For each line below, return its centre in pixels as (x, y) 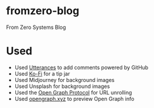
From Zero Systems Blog (36, 27)
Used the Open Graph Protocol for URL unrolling (73, 92)
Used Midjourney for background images (65, 80)
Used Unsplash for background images (62, 86)
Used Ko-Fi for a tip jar (42, 73)
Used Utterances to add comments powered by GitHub (81, 67)
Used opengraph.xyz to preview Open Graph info (74, 99)
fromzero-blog (43, 11)
